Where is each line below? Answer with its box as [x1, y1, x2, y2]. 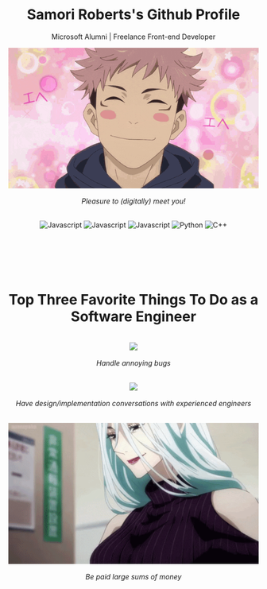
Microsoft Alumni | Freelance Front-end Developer [51, 32, 216, 41]
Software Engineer [70, 308, 197, 325]
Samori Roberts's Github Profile [26, 6, 241, 24]
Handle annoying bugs [96, 358, 171, 368]
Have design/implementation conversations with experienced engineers [15, 399, 252, 409]
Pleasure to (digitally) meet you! [81, 196, 186, 206]
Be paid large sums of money [85, 572, 182, 581]
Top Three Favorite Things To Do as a [8, 290, 259, 308]
